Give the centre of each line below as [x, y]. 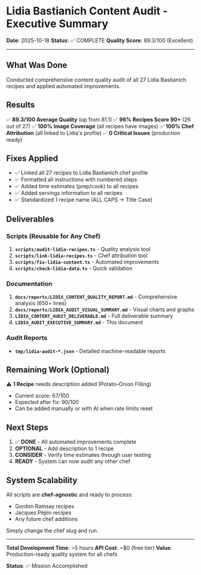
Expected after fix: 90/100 [47, 402]
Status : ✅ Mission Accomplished [47, 566]
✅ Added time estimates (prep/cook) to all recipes [77, 186]
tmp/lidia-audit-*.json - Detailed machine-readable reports [90, 351]
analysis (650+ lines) [41, 303]
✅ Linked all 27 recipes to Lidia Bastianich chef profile [81, 173]
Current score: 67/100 [42, 396]
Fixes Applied [32, 158]
